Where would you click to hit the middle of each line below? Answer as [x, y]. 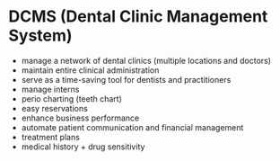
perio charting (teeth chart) [72, 98]
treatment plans [50, 137]
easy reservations [55, 108]
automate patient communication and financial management [132, 127]
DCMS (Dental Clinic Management [138, 17]
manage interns [50, 89]
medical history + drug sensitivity [83, 147]
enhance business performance [80, 118]
